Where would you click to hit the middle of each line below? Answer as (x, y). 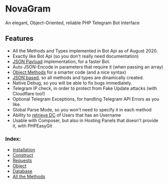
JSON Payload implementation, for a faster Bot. (61, 62)
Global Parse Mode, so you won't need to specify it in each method (82, 109)
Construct (23, 155)
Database (22, 171)
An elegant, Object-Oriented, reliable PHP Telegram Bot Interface (72, 23)
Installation (24, 150)
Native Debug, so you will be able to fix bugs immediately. (72, 83)
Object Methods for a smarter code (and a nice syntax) (69, 72)
